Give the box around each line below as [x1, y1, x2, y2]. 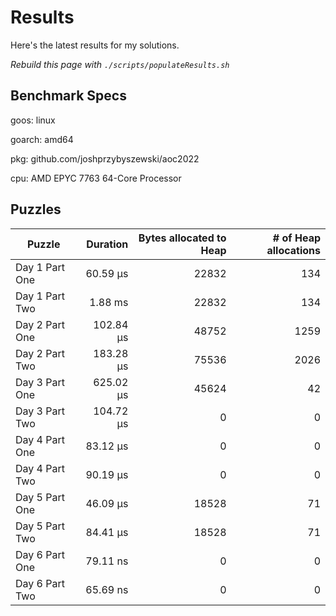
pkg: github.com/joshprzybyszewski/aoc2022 [10, 152, 200, 165]
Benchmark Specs [10, 87, 127, 105]
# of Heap [272, 231, 321, 245]
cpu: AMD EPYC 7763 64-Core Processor [10, 172, 182, 184]
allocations [266, 243, 321, 257]
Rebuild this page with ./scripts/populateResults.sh [10, 58, 230, 70]
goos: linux [10, 114, 56, 126]
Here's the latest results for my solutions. [10, 39, 180, 51]
